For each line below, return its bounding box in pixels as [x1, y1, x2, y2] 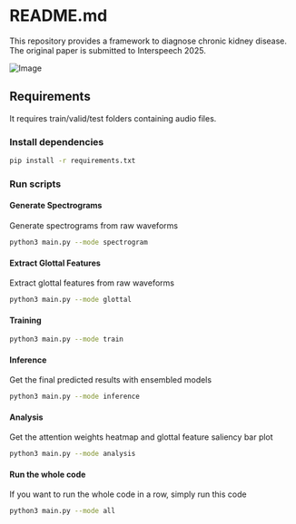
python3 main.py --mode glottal [9, 296, 132, 305]
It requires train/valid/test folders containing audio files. [9, 112, 217, 123]
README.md [9, 5, 108, 26]
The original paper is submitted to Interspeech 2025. [9, 44, 206, 55]
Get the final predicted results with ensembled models [9, 374, 212, 385]
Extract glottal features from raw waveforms [9, 277, 175, 288]
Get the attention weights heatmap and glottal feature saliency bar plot [9, 432, 274, 442]
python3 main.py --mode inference [9, 392, 141, 402]
